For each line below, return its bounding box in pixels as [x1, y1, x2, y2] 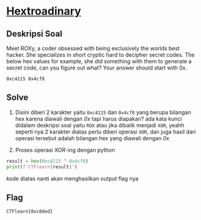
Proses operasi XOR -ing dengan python [15, 146, 116, 154]
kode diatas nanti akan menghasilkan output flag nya [6, 175, 139, 182]
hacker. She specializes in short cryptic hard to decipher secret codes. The [6, 51, 195, 59]
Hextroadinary [6, 4, 81, 18]
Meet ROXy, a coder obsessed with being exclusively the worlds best [6, 44, 180, 52]
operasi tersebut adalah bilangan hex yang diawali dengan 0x [15, 134, 169, 141]
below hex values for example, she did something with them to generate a [6, 58, 192, 65]
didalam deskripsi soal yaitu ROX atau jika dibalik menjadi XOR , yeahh [15, 121, 185, 129]
